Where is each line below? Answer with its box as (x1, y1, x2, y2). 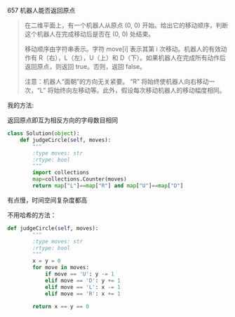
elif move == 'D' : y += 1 (44, 277, 121, 284)
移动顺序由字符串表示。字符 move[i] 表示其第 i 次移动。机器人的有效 (24, 45, 221, 53)
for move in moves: (32, 264, 90, 271)
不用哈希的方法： (7, 210, 57, 219)
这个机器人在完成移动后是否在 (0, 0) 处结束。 (24, 30, 155, 38)
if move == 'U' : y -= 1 (44, 271, 114, 278)
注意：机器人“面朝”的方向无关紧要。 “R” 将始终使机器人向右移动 (24, 77, 209, 86)
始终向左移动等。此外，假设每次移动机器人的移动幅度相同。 (53, 86, 226, 94)
